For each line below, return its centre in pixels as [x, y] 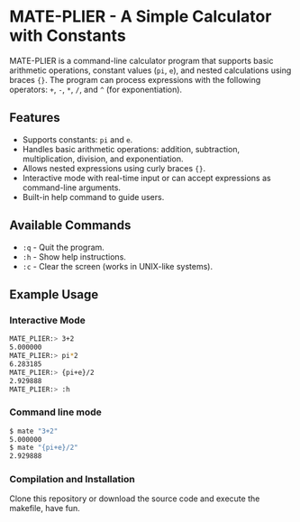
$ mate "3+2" [34, 431]
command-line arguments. [72, 188]
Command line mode [55, 412]
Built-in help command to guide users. [93, 197]
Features [35, 118]
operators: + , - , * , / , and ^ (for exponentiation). [96, 89]
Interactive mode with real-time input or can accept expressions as [147, 178]
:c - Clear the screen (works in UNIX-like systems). [118, 266]
